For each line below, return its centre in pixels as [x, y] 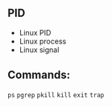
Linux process [43, 41]
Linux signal [39, 49]
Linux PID [35, 32]
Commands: [39, 75]
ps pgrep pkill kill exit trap [56, 95]
